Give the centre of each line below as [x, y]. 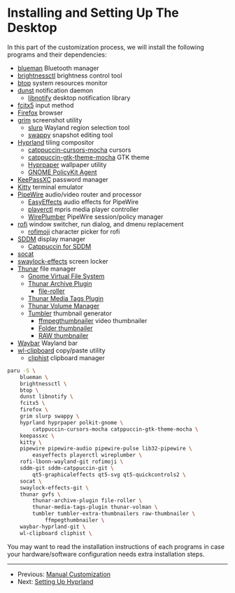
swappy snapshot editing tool [70, 135]
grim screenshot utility [50, 120]
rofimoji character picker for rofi [74, 231]
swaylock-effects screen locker [63, 261]
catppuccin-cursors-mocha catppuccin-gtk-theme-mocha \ [115, 429]
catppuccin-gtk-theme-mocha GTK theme [88, 157]
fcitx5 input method [45, 105]
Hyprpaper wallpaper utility [67, 164]
